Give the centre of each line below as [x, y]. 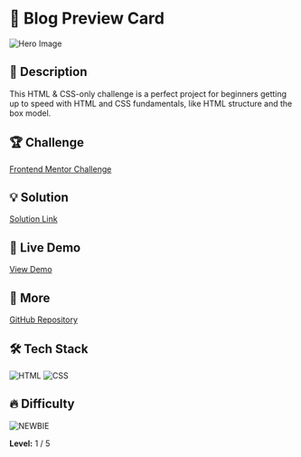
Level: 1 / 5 [30, 443]
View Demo [31, 270]
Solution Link [33, 219]
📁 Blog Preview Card [87, 19]
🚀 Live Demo [45, 248]
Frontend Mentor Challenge [61, 169]
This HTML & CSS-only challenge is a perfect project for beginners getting [148, 93]
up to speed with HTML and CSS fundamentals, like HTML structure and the [151, 103]
